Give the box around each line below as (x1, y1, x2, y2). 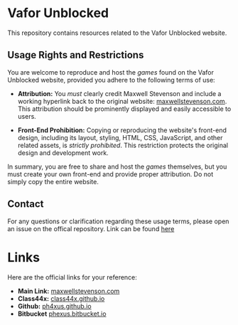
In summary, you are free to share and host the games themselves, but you (7, 162, 227, 171)
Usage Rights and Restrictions (7, 49, 144, 61)
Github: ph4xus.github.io (17, 302, 92, 310)
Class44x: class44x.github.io (17, 294, 105, 303)
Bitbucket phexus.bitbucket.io (17, 309, 107, 318)
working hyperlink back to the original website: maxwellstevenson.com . (17, 97, 227, 105)
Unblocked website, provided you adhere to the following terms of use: (7, 75, 215, 84)
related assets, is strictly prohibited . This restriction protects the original (17, 141, 229, 149)
